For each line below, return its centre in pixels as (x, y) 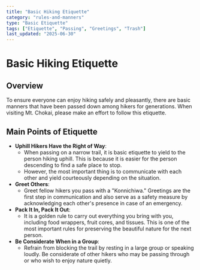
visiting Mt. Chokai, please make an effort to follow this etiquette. (86, 113)
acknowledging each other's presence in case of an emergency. (103, 203)
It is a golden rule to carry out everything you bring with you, (99, 216)
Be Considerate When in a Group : (57, 241)
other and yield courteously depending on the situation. (92, 178)
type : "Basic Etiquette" (37, 23)
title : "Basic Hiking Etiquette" (48, 12)
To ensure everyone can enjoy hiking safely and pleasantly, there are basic (99, 100)
